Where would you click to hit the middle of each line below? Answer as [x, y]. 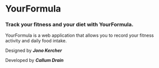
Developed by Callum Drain [35, 60]
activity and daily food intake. [36, 41]
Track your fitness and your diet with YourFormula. [69, 25]
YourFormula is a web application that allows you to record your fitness [80, 35]
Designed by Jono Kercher [34, 50]
